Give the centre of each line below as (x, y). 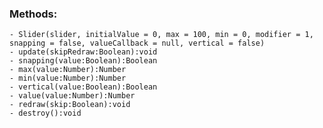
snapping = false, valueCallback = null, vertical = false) (137, 43)
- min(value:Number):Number (68, 78)
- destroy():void (45, 113)
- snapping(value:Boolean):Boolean (83, 61)
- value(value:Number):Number (72, 96)
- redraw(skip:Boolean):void (70, 105)
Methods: (33, 14)
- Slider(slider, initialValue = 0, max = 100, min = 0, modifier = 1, (161, 35)
